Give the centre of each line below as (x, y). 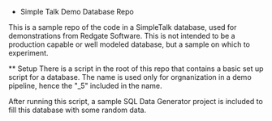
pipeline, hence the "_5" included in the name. (85, 86)
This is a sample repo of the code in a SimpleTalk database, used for (123, 27)
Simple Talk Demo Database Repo (77, 12)
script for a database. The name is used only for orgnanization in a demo (130, 77)
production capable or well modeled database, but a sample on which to (129, 44)
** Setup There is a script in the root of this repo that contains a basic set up (136, 69)
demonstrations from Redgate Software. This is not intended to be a (122, 36)
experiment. (28, 53)
